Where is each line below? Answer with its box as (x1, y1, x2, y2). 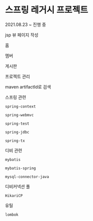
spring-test (5, 121, 29, 126)
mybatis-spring (5, 166, 36, 171)
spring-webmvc (5, 112, 34, 117)
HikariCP (5, 193, 23, 198)
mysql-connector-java (5, 174, 49, 179)
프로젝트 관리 (5, 73, 30, 79)
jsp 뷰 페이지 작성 (5, 32, 39, 38)
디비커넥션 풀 (5, 183, 30, 189)
